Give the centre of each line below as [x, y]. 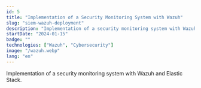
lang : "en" [20, 56]
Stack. [14, 80]
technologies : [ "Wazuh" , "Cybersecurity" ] [60, 45]
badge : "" [19, 40]
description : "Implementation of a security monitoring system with [93, 28]
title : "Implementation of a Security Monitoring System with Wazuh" [95, 17]
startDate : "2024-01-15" [37, 34]
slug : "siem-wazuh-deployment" [45, 23]
